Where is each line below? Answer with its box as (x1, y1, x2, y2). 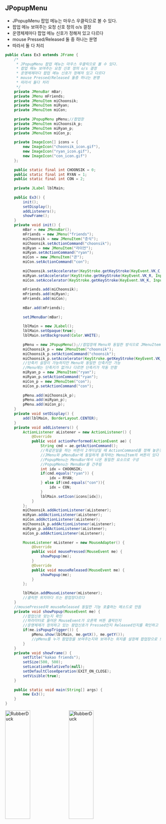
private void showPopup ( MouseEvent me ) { (14, 609, 100, 614)
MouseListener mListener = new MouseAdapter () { (23, 540, 125, 545)
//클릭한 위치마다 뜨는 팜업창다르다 (23, 595, 85, 600)
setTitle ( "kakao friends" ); (23, 655, 81, 660)
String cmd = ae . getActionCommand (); (40, 443, 119, 448)
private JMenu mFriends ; (14, 94, 65, 98)
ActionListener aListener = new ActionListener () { (23, 430, 132, 435)
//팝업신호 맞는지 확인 (23, 614, 63, 619)
